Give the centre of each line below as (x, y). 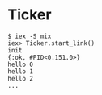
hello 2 (21, 78)
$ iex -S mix (30, 36)
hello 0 (21, 64)
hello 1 (21, 71)
